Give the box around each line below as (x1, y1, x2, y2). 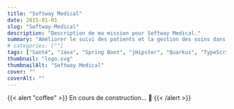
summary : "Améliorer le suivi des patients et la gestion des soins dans (7, 36, 226, 43)
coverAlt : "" (7, 74, 45, 82)
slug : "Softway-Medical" (7, 23, 79, 30)
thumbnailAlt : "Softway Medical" (7, 62, 104, 69)
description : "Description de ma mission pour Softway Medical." (7, 29, 201, 37)
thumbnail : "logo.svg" (7, 56, 73, 62)
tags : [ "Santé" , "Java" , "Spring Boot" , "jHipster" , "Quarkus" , (7, 49, 198, 56)
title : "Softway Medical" (7, 10, 82, 17)
